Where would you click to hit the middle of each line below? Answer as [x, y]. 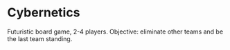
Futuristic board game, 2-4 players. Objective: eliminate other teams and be [115, 32]
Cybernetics [44, 13]
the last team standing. [40, 38]
